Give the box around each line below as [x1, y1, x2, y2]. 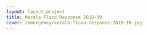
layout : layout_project [6, 8, 65, 15]
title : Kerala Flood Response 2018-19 [6, 14, 102, 20]
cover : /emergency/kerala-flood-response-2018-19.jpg [6, 20, 143, 26]
